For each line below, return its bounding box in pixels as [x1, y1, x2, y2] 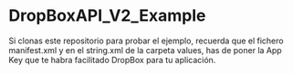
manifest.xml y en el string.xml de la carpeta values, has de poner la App [8, 44, 282, 55]
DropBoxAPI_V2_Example [8, 5, 206, 26]
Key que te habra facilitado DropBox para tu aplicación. [8, 54, 216, 65]
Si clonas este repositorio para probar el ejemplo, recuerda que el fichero [8, 35, 284, 46]
